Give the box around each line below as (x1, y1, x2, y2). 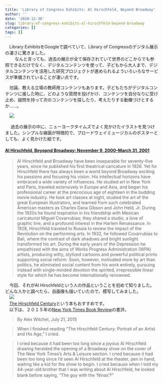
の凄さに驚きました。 (5, 50, 48, 56)
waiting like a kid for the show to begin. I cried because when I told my (17, 362, 159, 367)
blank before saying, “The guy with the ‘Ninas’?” (17, 372, 114, 378)
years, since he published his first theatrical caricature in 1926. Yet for (17, 163, 157, 169)
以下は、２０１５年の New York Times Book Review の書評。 (9, 307, 129, 313)
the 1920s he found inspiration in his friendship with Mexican (17, 210, 139, 216)
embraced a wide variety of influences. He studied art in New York (17, 179, 151, 185)
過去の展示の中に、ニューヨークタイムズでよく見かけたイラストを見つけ (10, 124, 155, 129)
